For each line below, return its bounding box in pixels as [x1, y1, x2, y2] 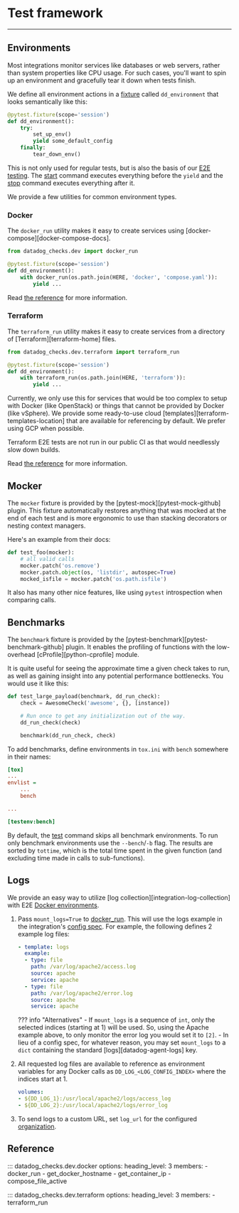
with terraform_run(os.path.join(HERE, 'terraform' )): [20, 375, 186, 382]
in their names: [7, 752, 51, 761]
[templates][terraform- [162, 409, 230, 417]
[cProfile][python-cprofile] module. [36, 651, 140, 659]
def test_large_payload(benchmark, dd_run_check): [7, 693, 161, 700]
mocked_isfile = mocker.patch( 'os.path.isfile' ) [20, 575, 167, 582]
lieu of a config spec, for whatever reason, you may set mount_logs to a [17, 1038, 226, 1047]
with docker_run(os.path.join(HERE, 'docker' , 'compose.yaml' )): [20, 274, 218, 281]
